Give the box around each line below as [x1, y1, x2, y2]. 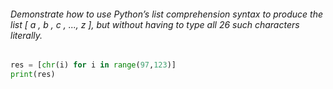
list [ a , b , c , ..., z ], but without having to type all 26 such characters [10, 18, 300, 30]
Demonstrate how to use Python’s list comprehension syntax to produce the [10, 8, 324, 20]
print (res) [10, 70, 56, 80]
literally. [10, 29, 43, 41]
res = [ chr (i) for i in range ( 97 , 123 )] [10, 60, 177, 70]
